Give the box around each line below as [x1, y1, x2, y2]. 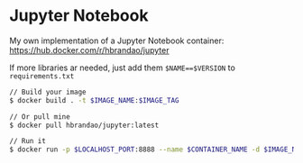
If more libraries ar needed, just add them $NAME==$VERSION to [9, 62, 236, 73]
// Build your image [9, 87, 87, 96]
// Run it [9, 137, 47, 146]
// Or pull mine [9, 112, 70, 122]
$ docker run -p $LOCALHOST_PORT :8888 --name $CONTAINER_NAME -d [9, 145, 260, 154]
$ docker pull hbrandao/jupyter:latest [9, 121, 160, 130]
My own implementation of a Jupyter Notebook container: [9, 35, 225, 46]
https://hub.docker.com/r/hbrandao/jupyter [9, 44, 170, 55]
